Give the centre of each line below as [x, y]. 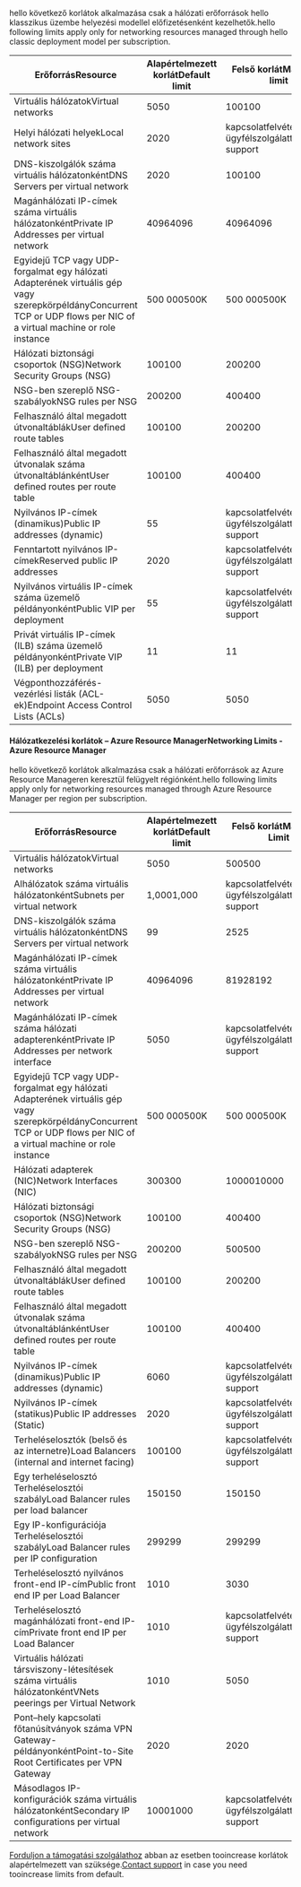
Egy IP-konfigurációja [60, 1525]
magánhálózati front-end [67, 1622]
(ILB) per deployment [59, 668]
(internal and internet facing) [74, 1462]
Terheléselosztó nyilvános [69, 1573]
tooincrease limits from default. [67, 1874]
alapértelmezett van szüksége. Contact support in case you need [129, 1865]
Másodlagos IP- [48, 1788]
